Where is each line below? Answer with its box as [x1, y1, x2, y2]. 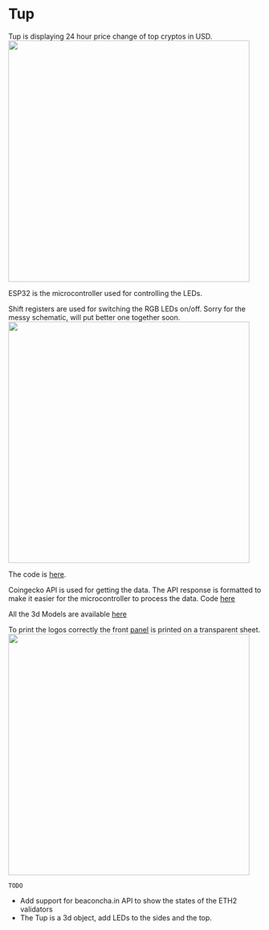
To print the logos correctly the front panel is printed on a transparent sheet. [8, 624, 261, 634]
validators [19, 904, 54, 914]
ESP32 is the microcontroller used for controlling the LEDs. [8, 288, 203, 298]
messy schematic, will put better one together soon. [8, 312, 181, 322]
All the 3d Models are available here [8, 609, 127, 619]
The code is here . [8, 569, 67, 579]
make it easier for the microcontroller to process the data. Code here [8, 593, 235, 603]
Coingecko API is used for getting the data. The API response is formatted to [8, 585, 262, 595]
